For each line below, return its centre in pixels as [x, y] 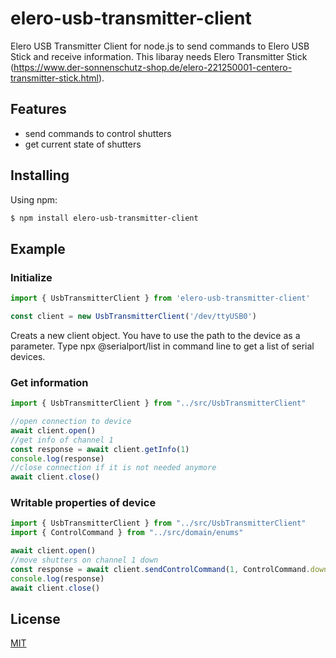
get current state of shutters [83, 144]
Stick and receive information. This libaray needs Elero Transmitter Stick [159, 56]
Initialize [31, 277]
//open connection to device [71, 422]
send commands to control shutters [98, 133]
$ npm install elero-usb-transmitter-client [104, 218]
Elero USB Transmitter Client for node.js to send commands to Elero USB [160, 46]
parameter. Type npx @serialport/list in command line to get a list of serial [162, 346]
